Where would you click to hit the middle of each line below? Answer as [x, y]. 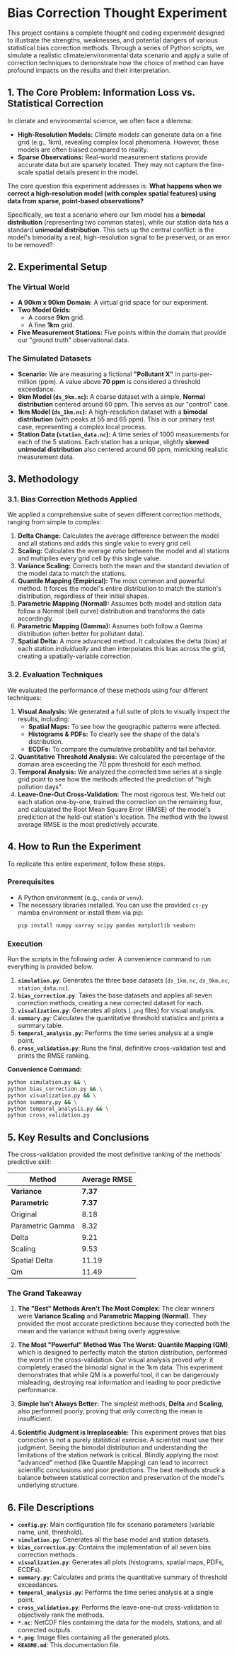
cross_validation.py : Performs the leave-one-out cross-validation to [118, 1608]
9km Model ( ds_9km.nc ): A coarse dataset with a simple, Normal [111, 396]
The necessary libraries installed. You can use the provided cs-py [113, 905]
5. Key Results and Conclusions [79, 1137]
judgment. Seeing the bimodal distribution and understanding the [112, 1447]
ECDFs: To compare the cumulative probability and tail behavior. [122, 749]
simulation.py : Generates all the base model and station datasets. [114, 1540]
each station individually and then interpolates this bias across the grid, [122, 649]
